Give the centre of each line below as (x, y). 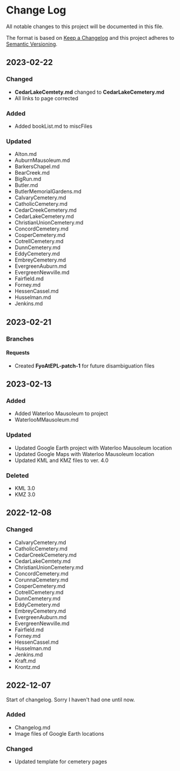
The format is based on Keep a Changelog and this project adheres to (90, 38)
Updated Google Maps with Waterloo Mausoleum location (84, 454)
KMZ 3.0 (25, 495)
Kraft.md (25, 661)
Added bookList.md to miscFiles (53, 126)
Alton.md (26, 154)
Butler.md (26, 185)
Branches (20, 339)
